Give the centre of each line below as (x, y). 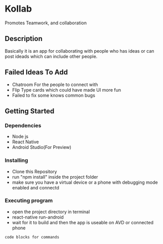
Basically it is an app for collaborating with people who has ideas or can (80, 51)
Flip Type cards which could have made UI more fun (66, 90)
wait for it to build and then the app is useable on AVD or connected (83, 222)
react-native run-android (38, 217)
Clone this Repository (34, 171)
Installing (16, 160)
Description (24, 39)
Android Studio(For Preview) (42, 147)
